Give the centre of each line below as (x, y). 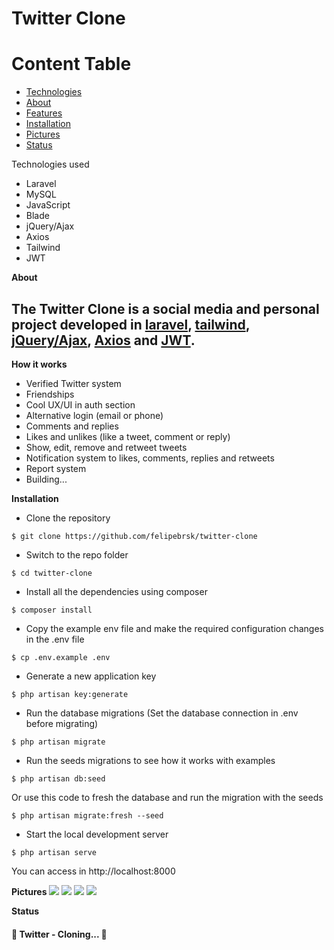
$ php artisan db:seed (58, 778)
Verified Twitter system (73, 383)
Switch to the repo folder (77, 554)
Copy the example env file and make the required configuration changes (174, 628)
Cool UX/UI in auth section (80, 404)
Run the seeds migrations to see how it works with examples (150, 760)
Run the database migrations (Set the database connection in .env (162, 713)
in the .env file (55, 639)
